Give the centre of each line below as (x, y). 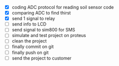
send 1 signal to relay (33, 18)
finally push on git (30, 52)
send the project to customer (42, 58)
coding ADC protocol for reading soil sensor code (63, 7)
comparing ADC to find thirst (41, 13)
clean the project (29, 41)
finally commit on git (33, 46)
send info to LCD (29, 24)
